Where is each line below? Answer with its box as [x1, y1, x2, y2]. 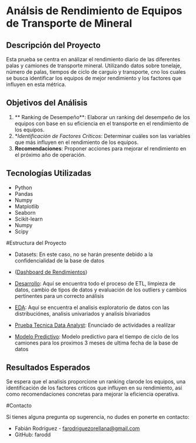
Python [14, 184, 32, 191]
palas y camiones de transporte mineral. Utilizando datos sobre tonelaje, [6, 62, 182, 69]
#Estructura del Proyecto [6, 239, 67, 246]
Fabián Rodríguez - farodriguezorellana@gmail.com [14, 425, 140, 432]
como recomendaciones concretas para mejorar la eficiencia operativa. [6, 391, 180, 398]
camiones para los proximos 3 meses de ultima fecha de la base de [14, 339, 178, 346]
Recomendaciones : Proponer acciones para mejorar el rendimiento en [14, 145, 187, 152]
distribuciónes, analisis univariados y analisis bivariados [14, 310, 151, 317]
